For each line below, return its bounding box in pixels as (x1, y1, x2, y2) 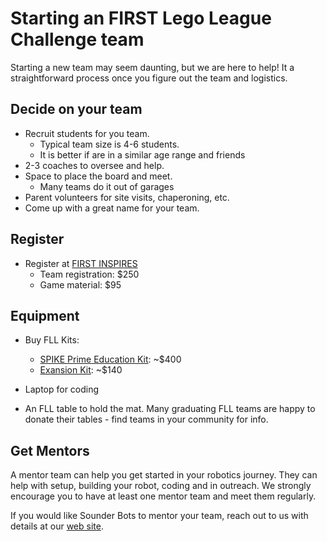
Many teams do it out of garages (39, 180, 175, 192)
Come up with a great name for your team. (24, 202, 200, 214)
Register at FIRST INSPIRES (24, 257, 138, 269)
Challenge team (10, 28, 145, 51)
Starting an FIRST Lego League (10, 7, 272, 30)
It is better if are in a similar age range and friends (39, 148, 246, 161)
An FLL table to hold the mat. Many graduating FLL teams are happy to (24, 403, 316, 415)
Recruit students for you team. (24, 127, 150, 139)
